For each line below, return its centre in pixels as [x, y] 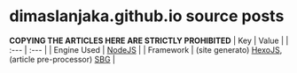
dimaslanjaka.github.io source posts [147, 16]
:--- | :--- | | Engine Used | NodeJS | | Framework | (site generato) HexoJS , [146, 49]
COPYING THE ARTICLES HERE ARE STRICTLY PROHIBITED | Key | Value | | [149, 40]
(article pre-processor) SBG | [62, 59]
